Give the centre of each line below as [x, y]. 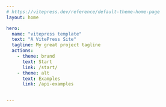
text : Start [37, 62]
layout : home [23, 17]
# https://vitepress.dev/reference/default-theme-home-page [83, 12]
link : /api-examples [48, 84]
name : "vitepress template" [47, 34]
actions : [23, 51]
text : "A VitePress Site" [44, 40]
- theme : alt [33, 73]
